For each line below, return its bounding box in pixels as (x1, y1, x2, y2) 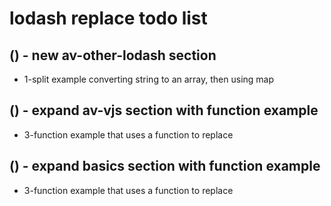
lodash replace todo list (9, 7, 208, 30)
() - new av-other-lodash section (9, 47, 217, 64)
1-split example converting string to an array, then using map (23, 73, 275, 85)
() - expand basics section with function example (9, 158, 321, 175)
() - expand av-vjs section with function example (9, 102, 319, 119)
